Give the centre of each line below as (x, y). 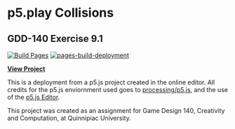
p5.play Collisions (61, 13)
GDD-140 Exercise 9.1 (55, 39)
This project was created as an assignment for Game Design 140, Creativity (116, 111)
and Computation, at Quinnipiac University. (69, 118)
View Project (26, 69)
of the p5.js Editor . (34, 97)
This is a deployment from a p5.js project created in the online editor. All (111, 82)
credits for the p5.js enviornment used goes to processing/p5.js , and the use (117, 90)
